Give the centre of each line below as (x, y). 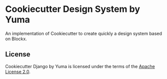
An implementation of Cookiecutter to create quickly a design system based (83, 33)
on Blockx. (16, 39)
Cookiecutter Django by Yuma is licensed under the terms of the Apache (80, 66)
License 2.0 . (18, 72)
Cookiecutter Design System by (73, 9)
